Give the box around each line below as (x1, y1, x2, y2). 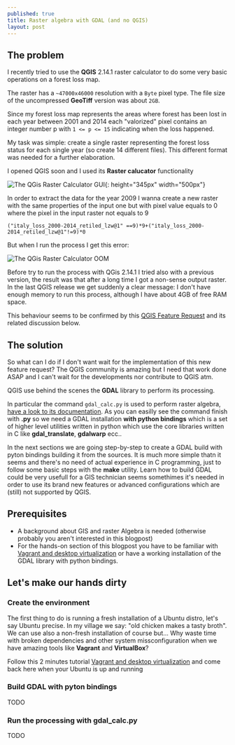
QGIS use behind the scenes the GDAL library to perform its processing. (7, 386, 215, 395)
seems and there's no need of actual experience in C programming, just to (7, 458, 222, 466)
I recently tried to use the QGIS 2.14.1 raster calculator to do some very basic (7, 68, 227, 76)
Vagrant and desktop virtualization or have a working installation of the (17, 549, 222, 557)
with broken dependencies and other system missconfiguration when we (7, 636, 218, 645)
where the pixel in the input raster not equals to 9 (7, 209, 149, 217)
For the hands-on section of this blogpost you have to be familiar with (17, 541, 218, 550)
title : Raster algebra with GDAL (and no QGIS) (7, 17, 149, 24)
